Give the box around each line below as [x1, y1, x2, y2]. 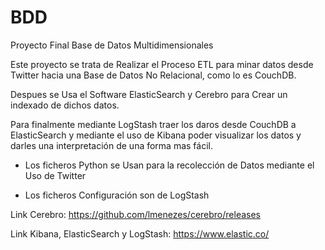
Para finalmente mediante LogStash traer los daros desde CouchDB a [10, 118, 297, 130]
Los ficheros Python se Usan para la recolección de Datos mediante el [24, 159, 315, 171]
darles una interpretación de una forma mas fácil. [10, 139, 214, 151]
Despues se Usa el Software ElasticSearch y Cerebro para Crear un [10, 88, 288, 100]
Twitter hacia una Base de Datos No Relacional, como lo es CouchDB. [10, 69, 297, 81]
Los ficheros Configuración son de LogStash [24, 189, 210, 201]
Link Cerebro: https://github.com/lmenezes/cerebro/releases [10, 208, 261, 220]
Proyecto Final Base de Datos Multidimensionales [10, 39, 214, 51]
